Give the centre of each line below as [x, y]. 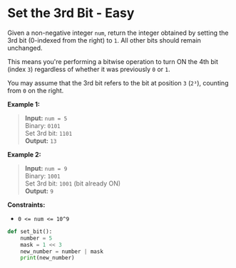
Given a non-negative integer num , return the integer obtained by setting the [118, 33]
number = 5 [36, 238]
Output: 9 [39, 191]
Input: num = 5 [46, 118]
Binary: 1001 [42, 176]
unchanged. [25, 48]
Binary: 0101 [42, 125]
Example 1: [24, 104]
